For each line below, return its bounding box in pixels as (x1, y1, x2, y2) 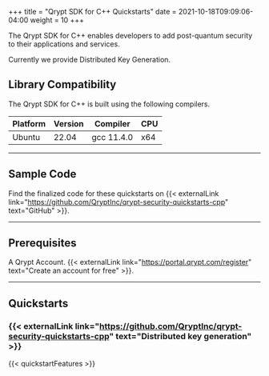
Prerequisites (8, 236, 77, 250)
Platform (12, 118, 46, 129)
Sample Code (8, 167, 77, 181)
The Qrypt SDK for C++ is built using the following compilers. (8, 99, 211, 109)
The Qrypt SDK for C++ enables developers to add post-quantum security (8, 31, 253, 40)
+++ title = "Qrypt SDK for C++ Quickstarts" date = (8, 7, 178, 16)
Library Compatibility (8, 78, 117, 91)
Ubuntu (12, 131, 41, 142)
